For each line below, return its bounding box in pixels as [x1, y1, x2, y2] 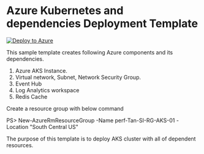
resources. [6, 141, 34, 148]
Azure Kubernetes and [6, 4, 124, 18]
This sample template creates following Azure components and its [6, 48, 173, 56]
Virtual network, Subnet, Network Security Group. [15, 73, 142, 81]
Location [6, 123, 29, 130]
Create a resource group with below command [6, 105, 124, 112]
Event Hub [15, 80, 42, 87]
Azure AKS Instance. [15, 67, 67, 74]
